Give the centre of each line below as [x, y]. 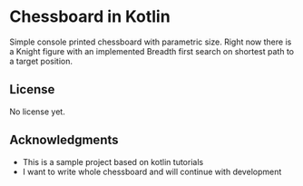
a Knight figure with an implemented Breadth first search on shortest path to [152, 51]
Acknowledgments [64, 140]
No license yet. [37, 112]
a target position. [41, 61]
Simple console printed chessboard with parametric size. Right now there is [151, 42]
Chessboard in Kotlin [90, 17]
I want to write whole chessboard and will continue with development [152, 171]
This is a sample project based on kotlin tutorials [113, 162]
